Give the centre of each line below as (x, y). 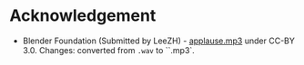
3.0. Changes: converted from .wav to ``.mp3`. (109, 50)
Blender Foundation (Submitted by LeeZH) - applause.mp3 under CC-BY (159, 41)
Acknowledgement (83, 16)
